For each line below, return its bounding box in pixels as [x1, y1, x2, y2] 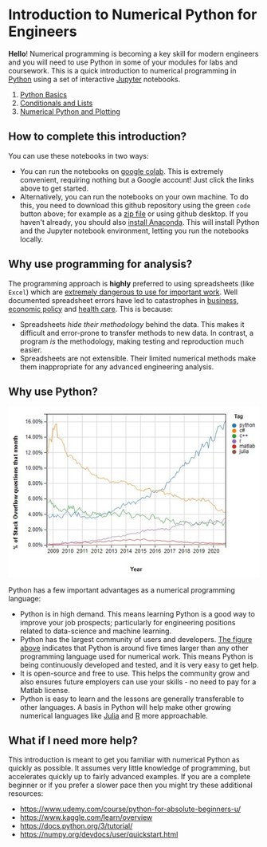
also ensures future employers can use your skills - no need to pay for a [19, 676, 257, 687]
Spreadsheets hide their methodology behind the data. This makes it [19, 319, 245, 329]
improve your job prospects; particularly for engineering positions [19, 617, 236, 627]
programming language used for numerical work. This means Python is [19, 652, 253, 661]
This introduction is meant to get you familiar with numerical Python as [8, 755, 241, 765]
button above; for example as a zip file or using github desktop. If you [19, 209, 249, 219]
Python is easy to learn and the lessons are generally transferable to [19, 694, 245, 703]
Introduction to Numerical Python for [8, 6, 257, 24]
